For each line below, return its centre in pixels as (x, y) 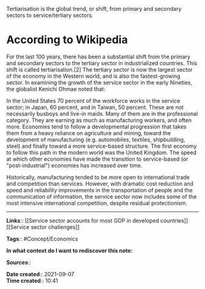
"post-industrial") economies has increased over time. (74, 165)
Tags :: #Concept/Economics (42, 239)
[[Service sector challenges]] (43, 227)
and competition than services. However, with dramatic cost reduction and (100, 183)
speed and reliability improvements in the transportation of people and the (100, 190)
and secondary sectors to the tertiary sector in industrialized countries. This (102, 63)
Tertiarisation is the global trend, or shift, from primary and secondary (94, 9)
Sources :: (19, 262)
